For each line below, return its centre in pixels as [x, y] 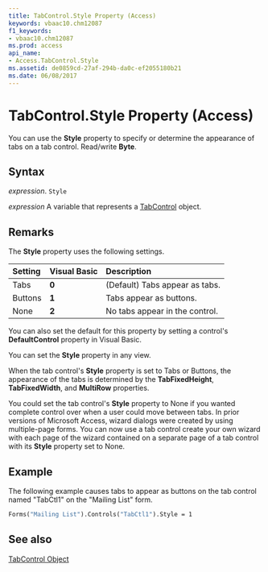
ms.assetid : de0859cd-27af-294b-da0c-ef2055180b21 [95, 68]
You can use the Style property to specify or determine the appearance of [132, 138]
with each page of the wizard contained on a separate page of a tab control [134, 438]
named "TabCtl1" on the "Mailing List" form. [80, 499]
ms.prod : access [35, 46]
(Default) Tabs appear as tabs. [163, 285]
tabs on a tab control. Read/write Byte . [72, 147]
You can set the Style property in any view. [80, 355]
